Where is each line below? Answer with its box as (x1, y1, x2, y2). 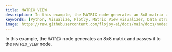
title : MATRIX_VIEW (5, 7, 47, 13)
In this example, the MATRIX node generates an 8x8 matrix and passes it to (5, 36, 161, 42)
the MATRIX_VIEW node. (5, 41, 52, 47)
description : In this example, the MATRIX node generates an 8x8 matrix (5, 12, 164, 17)
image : (5, 21, 19, 27)
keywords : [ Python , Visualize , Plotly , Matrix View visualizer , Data (5, 17, 157, 22)
